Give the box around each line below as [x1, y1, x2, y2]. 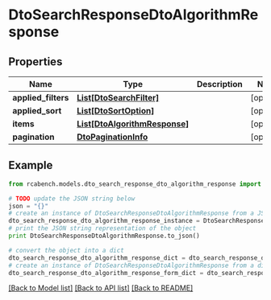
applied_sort [12, 105, 62, 116]
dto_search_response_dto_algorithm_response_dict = [8, 253, 186, 262]
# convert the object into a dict [8, 246, 125, 254]
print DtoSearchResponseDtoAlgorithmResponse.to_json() [8, 232, 200, 240]
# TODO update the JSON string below [8, 195, 135, 203]
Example [8, 158, 53, 172]
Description [196, 79, 244, 89]
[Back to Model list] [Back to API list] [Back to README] [8, 283, 194, 293]
